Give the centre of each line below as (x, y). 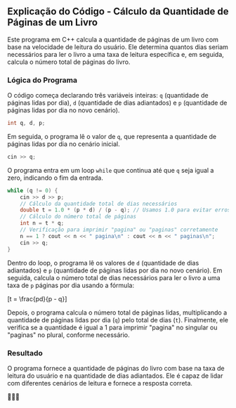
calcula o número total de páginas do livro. (69, 62)
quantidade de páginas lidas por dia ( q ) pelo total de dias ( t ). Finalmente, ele (118, 320)
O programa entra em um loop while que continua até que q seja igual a (111, 170)
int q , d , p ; (26, 123)
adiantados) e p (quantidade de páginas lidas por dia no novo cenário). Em (115, 270)
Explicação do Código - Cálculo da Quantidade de (118, 12)
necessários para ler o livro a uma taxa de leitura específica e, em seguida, (116, 54)
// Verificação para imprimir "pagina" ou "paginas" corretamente (119, 230)
